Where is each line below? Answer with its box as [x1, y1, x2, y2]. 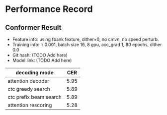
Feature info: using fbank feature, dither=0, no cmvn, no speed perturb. [12, 36, 159, 42]
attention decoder [7, 78, 50, 84]
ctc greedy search [7, 86, 51, 92]
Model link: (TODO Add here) [12, 57, 72, 63]
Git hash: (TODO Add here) [12, 52, 68, 58]
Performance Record [5, 3, 93, 15]
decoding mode [15, 69, 54, 76]
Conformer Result [5, 23, 62, 32]
